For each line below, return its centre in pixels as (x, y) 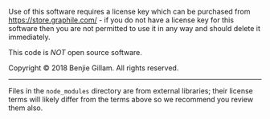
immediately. (29, 37)
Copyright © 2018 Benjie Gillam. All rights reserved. (94, 68)
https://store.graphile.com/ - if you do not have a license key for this (121, 20)
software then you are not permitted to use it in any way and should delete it (135, 28)
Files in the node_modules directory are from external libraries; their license (131, 91)
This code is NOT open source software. (76, 52)
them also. (26, 108)
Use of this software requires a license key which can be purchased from (129, 12)
